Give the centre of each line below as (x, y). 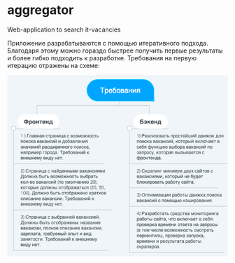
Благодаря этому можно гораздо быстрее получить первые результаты (115, 50)
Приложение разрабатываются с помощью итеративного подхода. (108, 43)
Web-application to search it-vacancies (64, 29)
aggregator (41, 10)
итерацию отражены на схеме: (54, 65)
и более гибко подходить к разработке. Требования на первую (102, 58)
